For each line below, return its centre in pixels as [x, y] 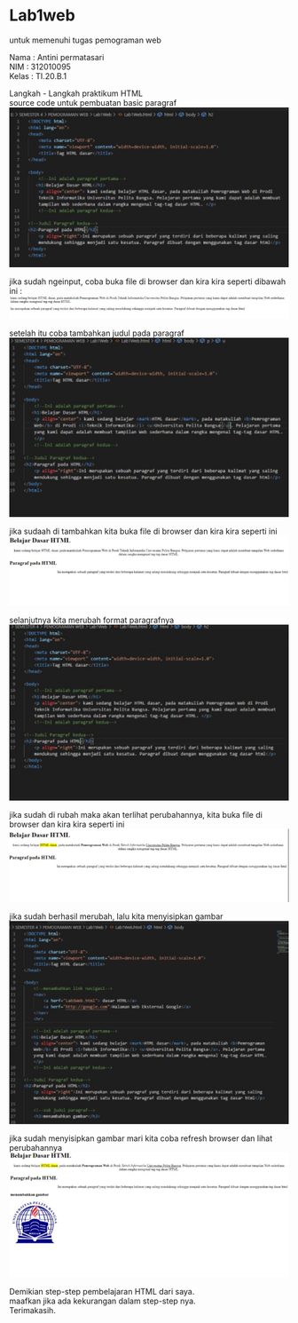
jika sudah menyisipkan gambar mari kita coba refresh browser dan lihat [141, 1138]
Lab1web [42, 16]
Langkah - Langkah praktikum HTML [76, 93]
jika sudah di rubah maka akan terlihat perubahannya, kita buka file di [136, 815]
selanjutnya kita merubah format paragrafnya [92, 620]
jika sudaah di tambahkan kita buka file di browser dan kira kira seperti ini [143, 531]
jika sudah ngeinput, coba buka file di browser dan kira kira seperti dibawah [148, 281]
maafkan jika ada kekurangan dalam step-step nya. [103, 1301]
